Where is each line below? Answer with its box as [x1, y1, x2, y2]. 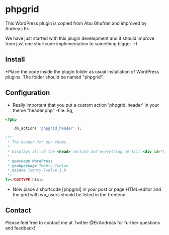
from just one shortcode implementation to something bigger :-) [5, 40, 137, 46]
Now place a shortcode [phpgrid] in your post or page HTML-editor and [12, 186, 161, 192]
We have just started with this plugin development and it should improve [5, 35, 155, 41]
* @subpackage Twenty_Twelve [7, 163, 69, 168]
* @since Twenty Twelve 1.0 [7, 168, 66, 173]
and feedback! [5, 225, 35, 231]
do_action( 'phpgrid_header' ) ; [14, 126, 82, 131]
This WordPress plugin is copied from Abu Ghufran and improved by [5, 20, 147, 26]
